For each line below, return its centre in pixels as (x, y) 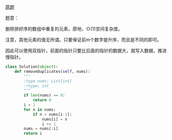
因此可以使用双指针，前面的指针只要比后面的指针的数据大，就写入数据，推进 (86, 51)
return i (33, 134)
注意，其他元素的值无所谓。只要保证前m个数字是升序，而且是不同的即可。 (84, 40)
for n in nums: (40, 109)
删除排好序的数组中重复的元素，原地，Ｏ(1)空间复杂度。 (64, 29)
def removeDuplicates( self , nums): (52, 71)
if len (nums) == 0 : (45, 95)
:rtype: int (37, 86)
